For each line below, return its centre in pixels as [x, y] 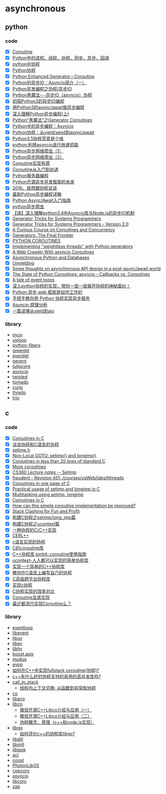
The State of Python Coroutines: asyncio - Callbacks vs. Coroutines [81, 274]
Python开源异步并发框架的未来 [43, 182]
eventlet [21, 355]
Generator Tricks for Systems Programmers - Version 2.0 [70, 224]
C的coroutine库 [28, 548]
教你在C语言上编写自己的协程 [42, 573]
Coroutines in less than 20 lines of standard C [59, 461]
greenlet [21, 350]
